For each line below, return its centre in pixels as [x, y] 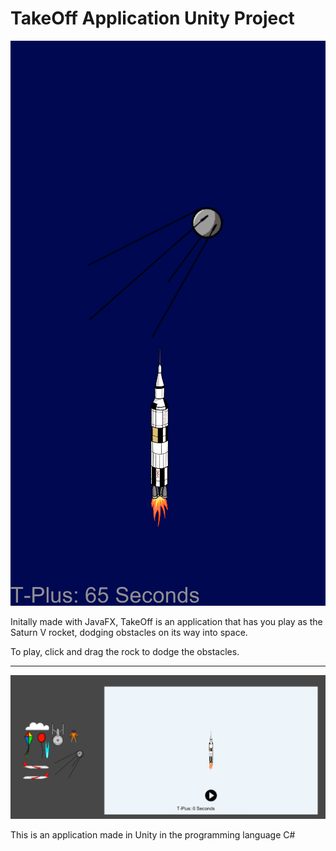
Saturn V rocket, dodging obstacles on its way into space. [129, 632]
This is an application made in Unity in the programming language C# [153, 835]
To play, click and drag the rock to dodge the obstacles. [125, 651]
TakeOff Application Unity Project [152, 18]
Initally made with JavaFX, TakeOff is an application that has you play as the [166, 621]
